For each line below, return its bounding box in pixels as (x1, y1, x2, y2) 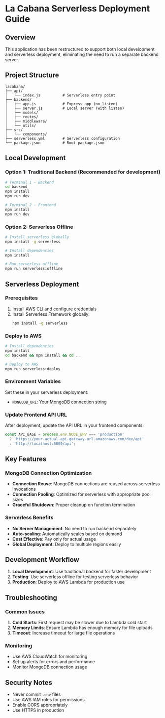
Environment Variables (5, 378, 61, 385)
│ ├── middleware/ (5, 119, 48, 124)
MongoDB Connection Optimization (5, 469, 92, 476)
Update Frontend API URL (5, 411, 67, 418)
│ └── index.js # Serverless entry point (5, 92, 116, 98)
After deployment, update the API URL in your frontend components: (5, 422, 144, 428)
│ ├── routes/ (5, 114, 38, 119)
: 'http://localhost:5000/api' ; (9, 441, 76, 446)
